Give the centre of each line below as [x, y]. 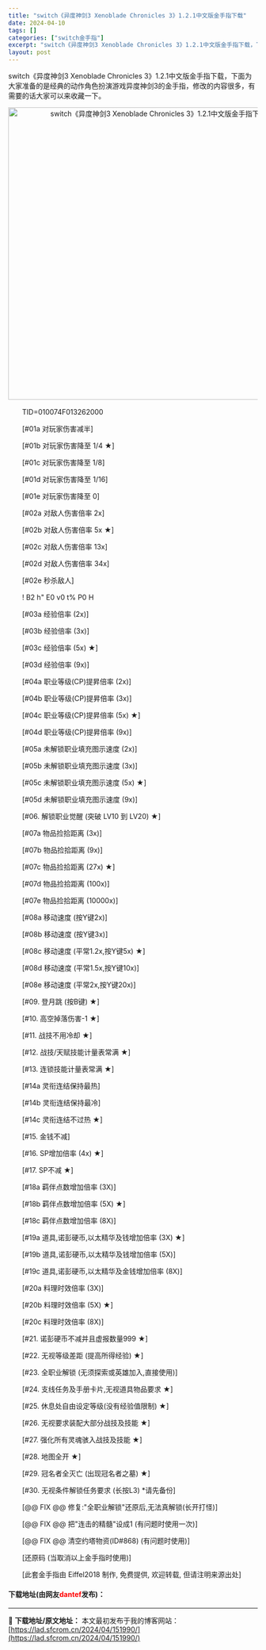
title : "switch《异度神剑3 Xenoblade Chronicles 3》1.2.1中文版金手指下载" [127, 15]
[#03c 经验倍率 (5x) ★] [60, 648]
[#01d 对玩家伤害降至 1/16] [65, 479]
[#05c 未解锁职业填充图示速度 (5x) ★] [84, 783]
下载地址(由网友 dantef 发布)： [57, 1594]
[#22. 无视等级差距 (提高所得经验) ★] [83, 1355]
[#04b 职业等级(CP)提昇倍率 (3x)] [77, 698]
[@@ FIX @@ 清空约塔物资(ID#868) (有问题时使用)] [106, 1541]
